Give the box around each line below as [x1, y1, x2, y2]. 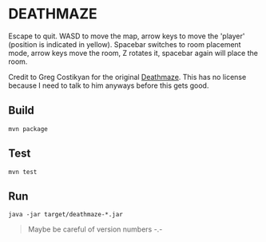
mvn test [8, 168, 38, 176]
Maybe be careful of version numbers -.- [27, 224, 163, 234]
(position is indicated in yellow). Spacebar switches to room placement [8, 39, 241, 49]
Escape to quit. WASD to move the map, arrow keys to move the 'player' [8, 31, 245, 41]
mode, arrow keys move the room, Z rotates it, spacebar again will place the [8, 48, 258, 58]
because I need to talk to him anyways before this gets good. [8, 81, 209, 90]
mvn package [8, 125, 48, 133]
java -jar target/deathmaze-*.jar [8, 211, 124, 219]
